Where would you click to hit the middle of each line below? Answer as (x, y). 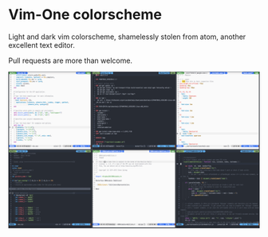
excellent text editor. (42, 45)
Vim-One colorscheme (85, 15)
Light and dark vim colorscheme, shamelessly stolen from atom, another (127, 37)
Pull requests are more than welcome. (71, 60)
